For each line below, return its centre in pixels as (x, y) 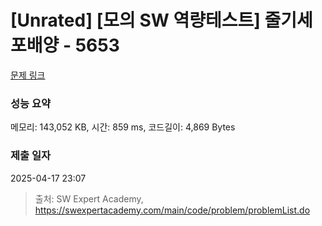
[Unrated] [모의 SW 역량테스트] (135, 20)
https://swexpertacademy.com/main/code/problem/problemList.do (172, 210)
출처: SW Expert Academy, (89, 198)
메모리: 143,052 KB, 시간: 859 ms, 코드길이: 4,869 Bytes (123, 127)
